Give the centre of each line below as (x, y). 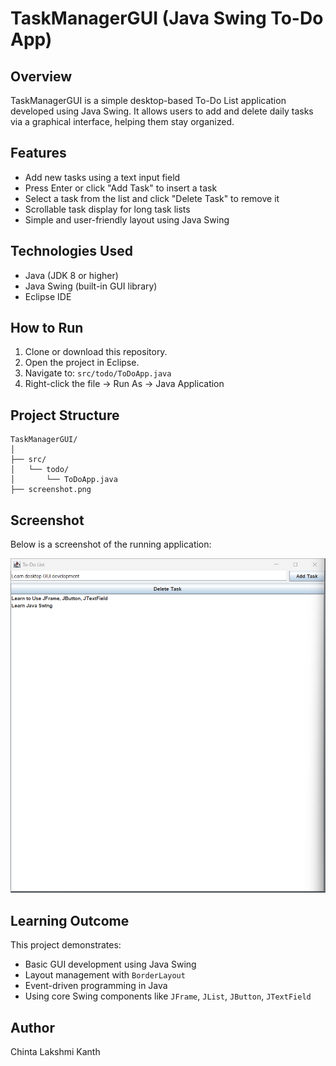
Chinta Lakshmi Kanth (55, 1052)
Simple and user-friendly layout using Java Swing (127, 219)
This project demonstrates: (66, 945)
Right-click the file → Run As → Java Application (124, 384)
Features (38, 153)
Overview (41, 76)
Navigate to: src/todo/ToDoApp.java (98, 373)
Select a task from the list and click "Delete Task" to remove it (152, 198)
